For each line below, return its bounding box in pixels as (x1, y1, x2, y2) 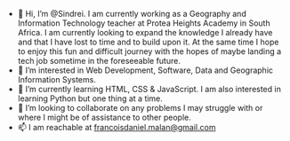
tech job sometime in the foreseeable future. (17, 56, 181, 66)
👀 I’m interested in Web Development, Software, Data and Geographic (17, 65, 274, 75)
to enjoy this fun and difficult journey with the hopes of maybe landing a (17, 46, 282, 57)
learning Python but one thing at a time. (17, 93, 163, 104)
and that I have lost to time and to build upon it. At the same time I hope (17, 36, 279, 47)
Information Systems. (17, 74, 96, 84)
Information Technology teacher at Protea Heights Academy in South (17, 18, 270, 28)
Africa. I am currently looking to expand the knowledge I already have (17, 27, 273, 37)
